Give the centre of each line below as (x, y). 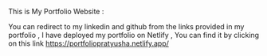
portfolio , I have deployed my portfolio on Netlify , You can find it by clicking (134, 35)
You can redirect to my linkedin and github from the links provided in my (126, 26)
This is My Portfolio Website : (56, 11)
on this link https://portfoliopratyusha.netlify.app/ (88, 43)
